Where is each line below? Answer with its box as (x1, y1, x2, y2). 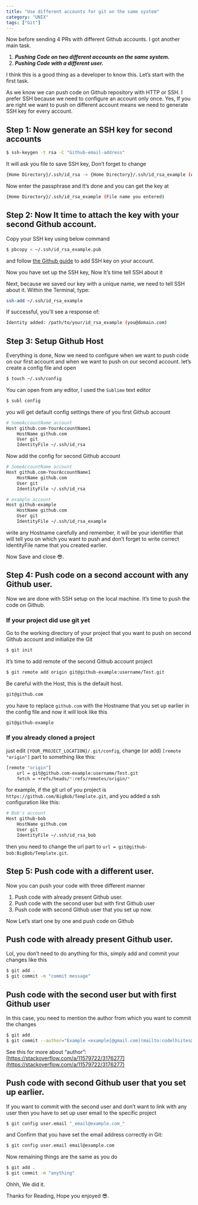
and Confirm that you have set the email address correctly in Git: (6, 1131, 163, 1138)
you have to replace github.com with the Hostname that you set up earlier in (6, 702, 190, 709)
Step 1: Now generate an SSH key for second (6, 125, 173, 135)
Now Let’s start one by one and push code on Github (6, 917, 134, 924)
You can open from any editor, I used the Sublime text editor (6, 386, 151, 393)
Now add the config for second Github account (6, 453, 121, 460)
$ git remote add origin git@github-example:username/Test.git (6, 669, 165, 675)
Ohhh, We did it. (6, 1181, 45, 1188)
